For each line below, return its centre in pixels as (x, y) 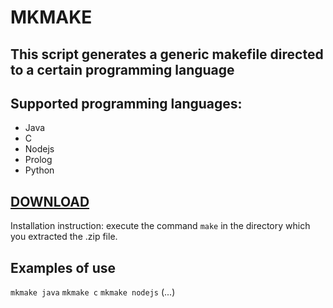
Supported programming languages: (126, 103)
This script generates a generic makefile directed (167, 54)
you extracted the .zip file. (64, 237)
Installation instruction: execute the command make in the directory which (160, 226)
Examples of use (63, 267)
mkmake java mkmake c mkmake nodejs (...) (93, 292)
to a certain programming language (122, 69)
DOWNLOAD (50, 201)
